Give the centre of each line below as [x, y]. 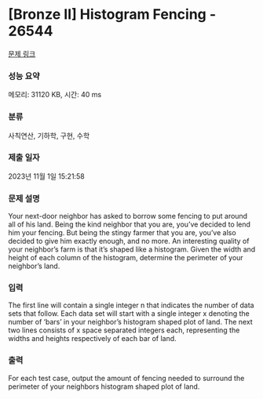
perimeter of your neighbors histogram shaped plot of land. [104, 386]
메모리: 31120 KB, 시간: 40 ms [55, 95]
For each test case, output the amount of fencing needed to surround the [126, 378]
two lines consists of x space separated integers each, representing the [124, 330]
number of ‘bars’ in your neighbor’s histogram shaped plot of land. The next [130, 322]
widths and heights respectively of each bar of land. [92, 339]
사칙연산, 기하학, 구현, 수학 [49, 136]
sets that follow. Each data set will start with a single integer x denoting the [129, 314]
